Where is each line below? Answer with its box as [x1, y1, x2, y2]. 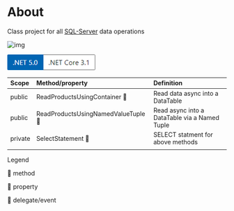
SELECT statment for [153, 130, 214, 139]
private [10, 134, 31, 142]
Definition [153, 79, 183, 87]
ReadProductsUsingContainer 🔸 [36, 93, 127, 101]
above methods [153, 138, 198, 146]
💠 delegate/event [7, 196, 57, 204]
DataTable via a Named [153, 113, 219, 121]
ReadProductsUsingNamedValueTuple [36, 110, 146, 118]
